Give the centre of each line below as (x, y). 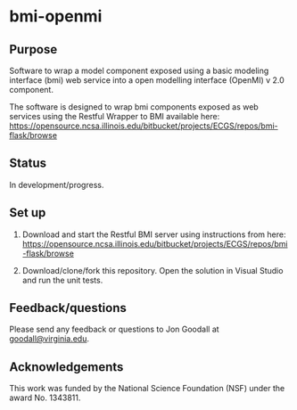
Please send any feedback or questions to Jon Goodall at (115, 329)
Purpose (33, 49)
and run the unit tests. (62, 280)
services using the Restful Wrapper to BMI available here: (115, 116)
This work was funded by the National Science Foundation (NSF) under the (147, 389)
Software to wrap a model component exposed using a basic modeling (139, 70)
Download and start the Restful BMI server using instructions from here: (154, 234)
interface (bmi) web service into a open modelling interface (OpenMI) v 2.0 (147, 80)
